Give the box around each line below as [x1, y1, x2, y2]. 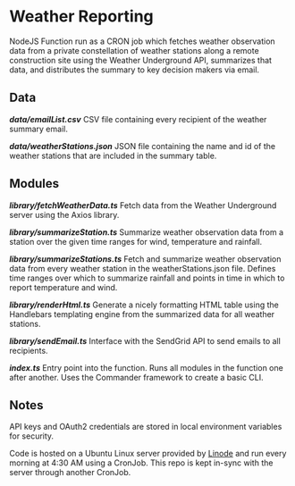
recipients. [9, 345, 48, 356]
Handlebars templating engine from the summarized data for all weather [9, 308, 275, 319]
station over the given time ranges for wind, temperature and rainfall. [9, 236, 263, 247]
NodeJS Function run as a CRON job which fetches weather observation [9, 36, 275, 46]
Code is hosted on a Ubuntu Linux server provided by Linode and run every [9, 448, 287, 459]
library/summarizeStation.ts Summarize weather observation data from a [9, 226, 284, 238]
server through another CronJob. [9, 467, 131, 478]
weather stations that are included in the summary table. [9, 150, 217, 161]
